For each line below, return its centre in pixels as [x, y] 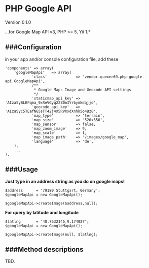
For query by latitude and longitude [42, 212]
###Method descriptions [44, 249]
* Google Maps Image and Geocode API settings [83, 90]
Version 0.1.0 [18, 22]
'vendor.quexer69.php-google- [113, 77]
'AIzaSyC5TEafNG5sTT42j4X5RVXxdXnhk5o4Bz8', [52, 111]
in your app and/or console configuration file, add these [62, 59]
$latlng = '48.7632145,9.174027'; [47, 221]
